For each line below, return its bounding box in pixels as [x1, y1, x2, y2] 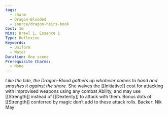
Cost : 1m [5, 26, 24, 31]
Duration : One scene [5, 54, 49, 60]
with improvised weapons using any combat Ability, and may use [5, 88, 141, 94]
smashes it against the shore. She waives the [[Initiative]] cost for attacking [5, 83, 163, 89]
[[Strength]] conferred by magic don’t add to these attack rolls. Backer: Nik [5, 99, 162, 105]
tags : [5, 7, 17, 13]
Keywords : [5, 40, 26, 45]
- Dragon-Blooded [10, 17, 47, 22]
